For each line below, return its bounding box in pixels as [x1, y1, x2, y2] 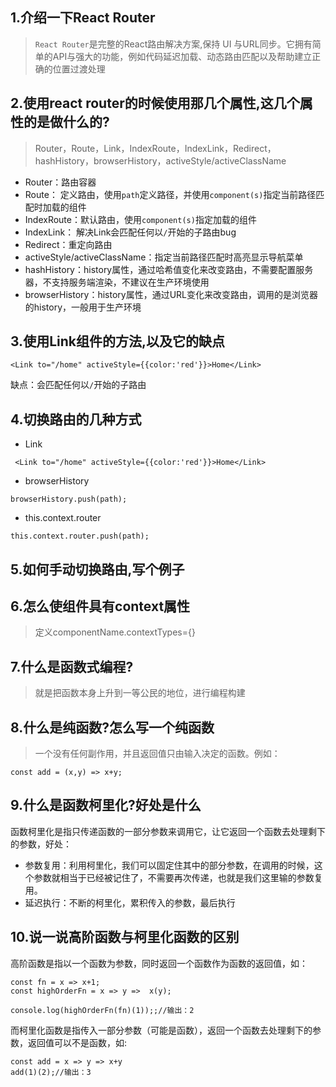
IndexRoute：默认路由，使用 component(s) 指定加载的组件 [24, 213, 257, 225]
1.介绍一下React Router [10, 9, 156, 27]
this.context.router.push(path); [10, 531, 150, 542]
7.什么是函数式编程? [10, 658, 134, 675]
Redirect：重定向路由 [24, 238, 113, 250]
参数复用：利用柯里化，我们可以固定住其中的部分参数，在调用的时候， [24, 859, 315, 871]
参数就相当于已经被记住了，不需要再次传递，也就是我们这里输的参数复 [33, 871, 323, 883]
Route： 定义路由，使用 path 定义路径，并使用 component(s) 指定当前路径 [24, 188, 317, 200]
